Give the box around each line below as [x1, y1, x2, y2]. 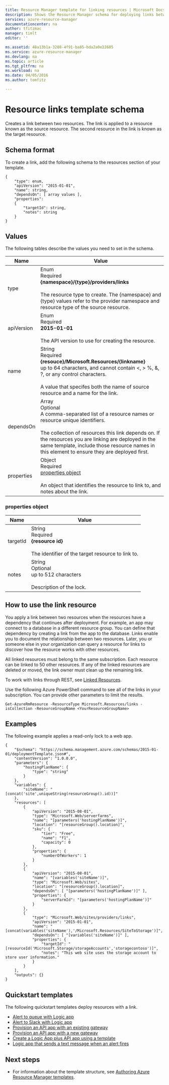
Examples [5, 719, 37, 728]
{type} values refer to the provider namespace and [40, 297, 160, 304]
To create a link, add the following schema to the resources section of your [5, 159, 160, 165]
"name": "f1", [41, 836, 71, 841]
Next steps [5, 1055, 40, 1064]
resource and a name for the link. [40, 390, 118, 397]
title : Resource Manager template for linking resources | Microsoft [5, 7, 154, 13]
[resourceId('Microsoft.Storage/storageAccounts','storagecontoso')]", [5, 946, 158, 951]
